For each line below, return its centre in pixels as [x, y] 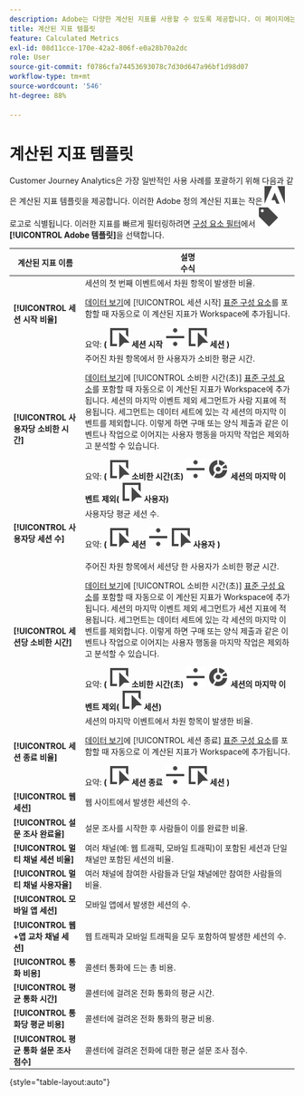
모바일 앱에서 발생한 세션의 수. [138, 905]
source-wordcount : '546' [56, 86]
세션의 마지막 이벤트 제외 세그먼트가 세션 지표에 [194, 608]
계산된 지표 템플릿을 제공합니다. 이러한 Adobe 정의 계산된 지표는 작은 [141, 201]
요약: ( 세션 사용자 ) [152, 544]
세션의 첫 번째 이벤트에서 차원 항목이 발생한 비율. [170, 283]
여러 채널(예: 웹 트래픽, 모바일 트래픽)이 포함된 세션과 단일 [186, 848]
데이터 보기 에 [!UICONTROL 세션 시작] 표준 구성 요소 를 [182, 303]
